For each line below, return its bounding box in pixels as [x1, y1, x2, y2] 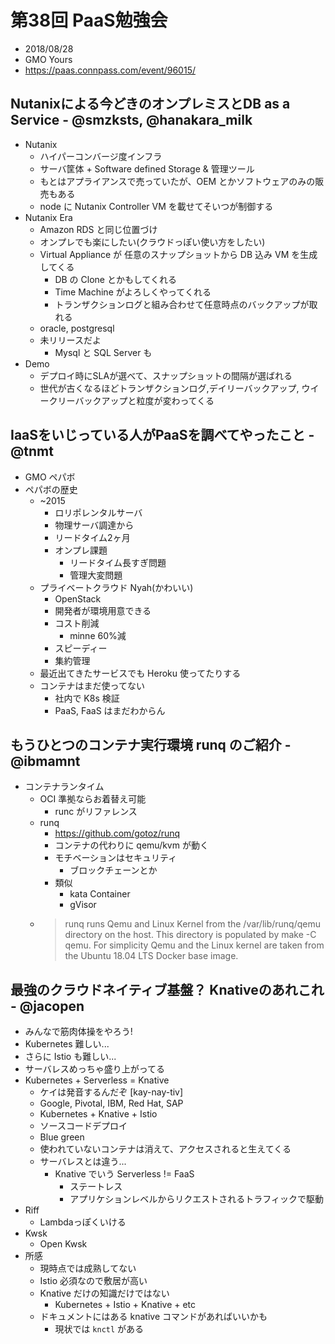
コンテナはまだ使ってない [39, 679, 145, 691]
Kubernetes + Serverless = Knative [24, 1074, 170, 1086]
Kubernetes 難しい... [24, 1038, 110, 1050]
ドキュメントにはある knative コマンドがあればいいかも [39, 1311, 268, 1323]
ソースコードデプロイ [39, 1120, 128, 1132]
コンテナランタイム [24, 781, 105, 793]
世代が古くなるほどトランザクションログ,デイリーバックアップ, [39, 382, 300, 394]
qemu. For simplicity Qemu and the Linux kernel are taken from [64, 939, 325, 951]
